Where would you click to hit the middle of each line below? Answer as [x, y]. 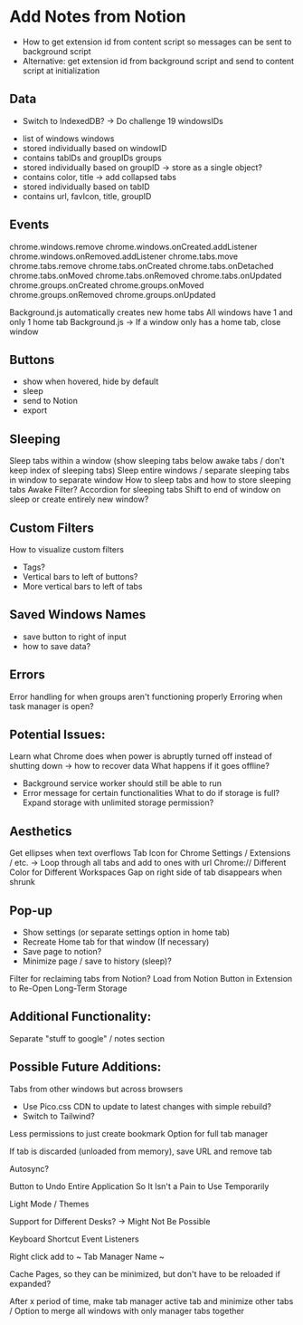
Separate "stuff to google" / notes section [87, 1038]
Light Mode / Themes [49, 1204]
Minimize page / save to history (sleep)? [97, 961]
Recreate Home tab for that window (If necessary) [116, 942]
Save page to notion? [62, 952]
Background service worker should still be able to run [122, 783]
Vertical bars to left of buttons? [80, 576]
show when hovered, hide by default [90, 381]
